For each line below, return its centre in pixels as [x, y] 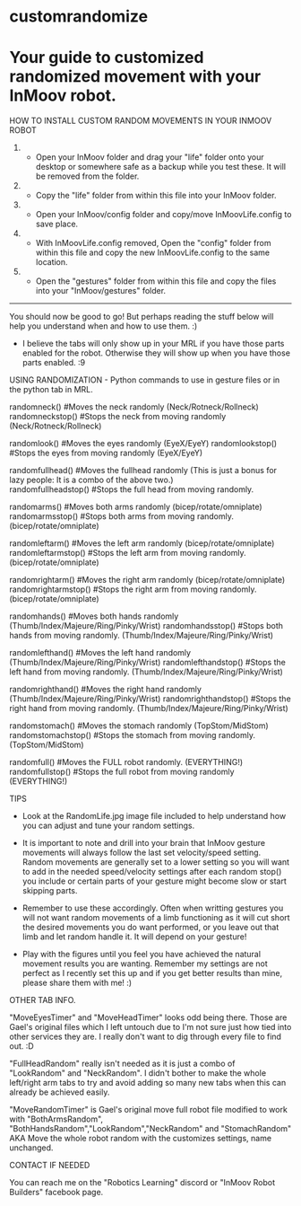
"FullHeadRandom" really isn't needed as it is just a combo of [122, 1064]
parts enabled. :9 [54, 363]
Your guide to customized [107, 58]
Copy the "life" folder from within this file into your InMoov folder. [156, 196]
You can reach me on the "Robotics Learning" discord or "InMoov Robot [142, 1183]
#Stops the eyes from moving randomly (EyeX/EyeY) [106, 453]
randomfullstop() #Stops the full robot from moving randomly [122, 772]
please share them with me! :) [77, 983]
